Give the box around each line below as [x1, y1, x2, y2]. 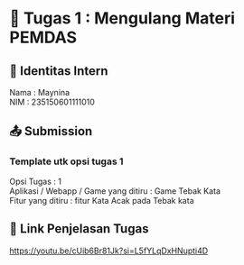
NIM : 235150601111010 [9, 96, 95, 107]
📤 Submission [9, 123, 93, 139]
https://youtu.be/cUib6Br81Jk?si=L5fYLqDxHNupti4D [9, 245, 209, 256]
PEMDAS [9, 27, 78, 48]
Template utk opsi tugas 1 [9, 155, 124, 168]
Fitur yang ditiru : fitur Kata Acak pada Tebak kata [9, 195, 194, 206]
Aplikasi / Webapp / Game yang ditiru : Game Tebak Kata [9, 185, 221, 196]
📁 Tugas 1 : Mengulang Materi [9, 8, 236, 29]
